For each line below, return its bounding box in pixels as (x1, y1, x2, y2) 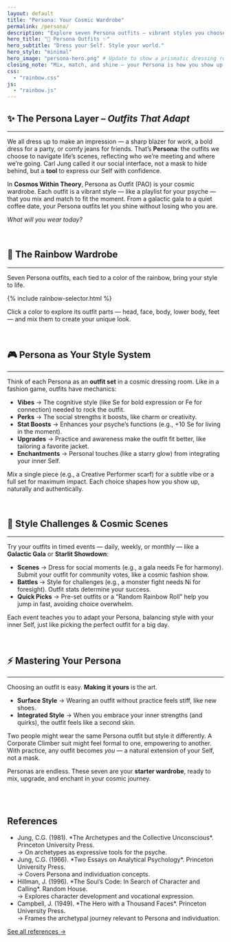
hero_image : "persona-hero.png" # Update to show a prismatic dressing (7, 55, 217, 62)
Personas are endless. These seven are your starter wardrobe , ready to (7, 767, 211, 776)
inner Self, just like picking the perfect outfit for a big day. (7, 621, 170, 629)
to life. (7, 281, 25, 289)
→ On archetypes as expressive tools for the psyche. (16, 848, 167, 856)
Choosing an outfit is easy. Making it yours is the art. (7, 683, 158, 692)
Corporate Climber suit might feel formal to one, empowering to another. (7, 739, 212, 748)
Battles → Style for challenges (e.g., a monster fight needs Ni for (16, 578, 201, 586)
